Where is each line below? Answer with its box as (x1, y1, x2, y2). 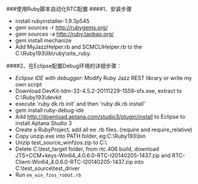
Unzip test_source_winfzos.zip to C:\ (15, 139, 108, 146)
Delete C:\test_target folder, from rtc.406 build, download (15, 145, 160, 152)
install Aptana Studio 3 (15, 120, 72, 126)
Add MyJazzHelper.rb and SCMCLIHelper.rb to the (15, 43, 142, 50)
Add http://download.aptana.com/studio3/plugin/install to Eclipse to (15, 113, 186, 120)
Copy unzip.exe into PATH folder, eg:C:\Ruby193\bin (15, 132, 146, 140)
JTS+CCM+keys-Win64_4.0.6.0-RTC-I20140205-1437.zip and (15, 152, 171, 159)
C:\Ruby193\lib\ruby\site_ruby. (15, 50, 91, 56)
